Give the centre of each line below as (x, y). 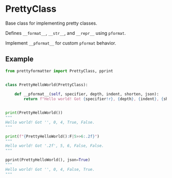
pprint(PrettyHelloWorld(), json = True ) (48, 160)
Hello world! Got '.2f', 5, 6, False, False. (55, 146)
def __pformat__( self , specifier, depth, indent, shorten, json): (87, 94)
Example (19, 59)
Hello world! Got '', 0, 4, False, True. (50, 169)
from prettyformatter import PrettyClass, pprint (59, 71)
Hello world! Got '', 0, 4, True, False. (50, 122)
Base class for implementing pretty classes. (51, 23)
